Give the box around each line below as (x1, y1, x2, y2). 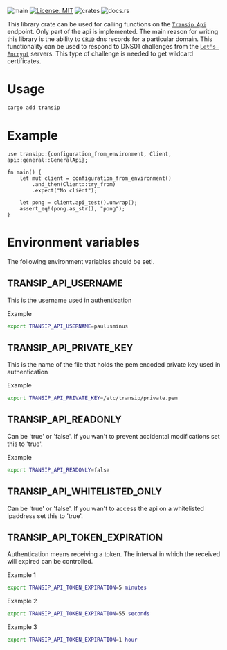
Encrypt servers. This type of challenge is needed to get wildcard (7, 49, 194, 58)
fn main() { (7, 169, 42, 176)
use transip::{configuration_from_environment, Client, (7, 150, 172, 158)
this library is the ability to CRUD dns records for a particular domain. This (7, 35, 213, 43)
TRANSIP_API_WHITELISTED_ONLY (7, 486, 163, 498)
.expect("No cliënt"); (32, 187, 98, 194)
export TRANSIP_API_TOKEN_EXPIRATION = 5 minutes (7, 584, 147, 592)
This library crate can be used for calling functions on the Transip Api (7, 20, 207, 28)
